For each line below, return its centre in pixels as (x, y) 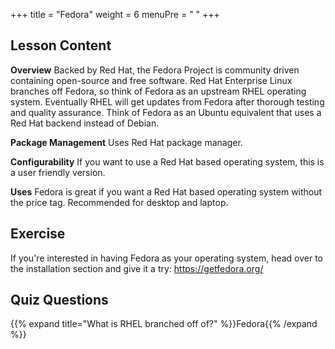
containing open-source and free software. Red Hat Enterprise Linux (151, 80)
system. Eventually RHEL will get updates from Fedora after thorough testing (167, 101)
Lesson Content (61, 45)
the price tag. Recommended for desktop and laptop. (119, 202)
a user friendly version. (58, 172)
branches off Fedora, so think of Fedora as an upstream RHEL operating (158, 91)
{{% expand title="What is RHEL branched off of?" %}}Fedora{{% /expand (164, 324)
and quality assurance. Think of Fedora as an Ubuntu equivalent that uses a (166, 112)
